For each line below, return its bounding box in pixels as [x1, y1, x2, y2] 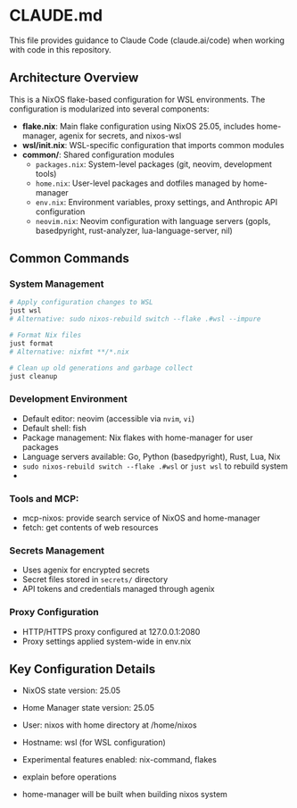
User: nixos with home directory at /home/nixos [21, 720, 198, 730]
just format [9, 338, 54, 348]
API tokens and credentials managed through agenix [21, 584, 216, 595]
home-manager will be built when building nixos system [21, 789, 227, 800]
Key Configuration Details [9, 662, 156, 677]
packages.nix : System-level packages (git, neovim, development [35, 158, 272, 170]
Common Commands [9, 251, 129, 266]
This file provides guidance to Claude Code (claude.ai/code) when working [9, 35, 285, 46]
